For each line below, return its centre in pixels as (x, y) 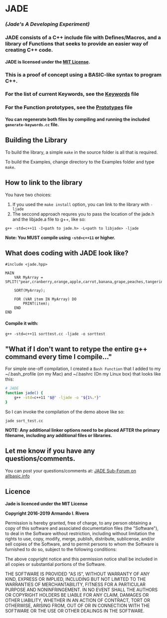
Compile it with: (22, 323)
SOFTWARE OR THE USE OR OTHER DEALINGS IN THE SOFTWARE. (75, 611)
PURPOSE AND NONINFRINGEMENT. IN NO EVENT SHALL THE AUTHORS (82, 590)
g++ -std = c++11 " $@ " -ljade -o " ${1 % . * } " (58, 398)
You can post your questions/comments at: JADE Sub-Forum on (71, 470)
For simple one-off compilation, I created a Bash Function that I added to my (83, 369)
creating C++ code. (29, 50)
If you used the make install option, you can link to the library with (81, 204)
